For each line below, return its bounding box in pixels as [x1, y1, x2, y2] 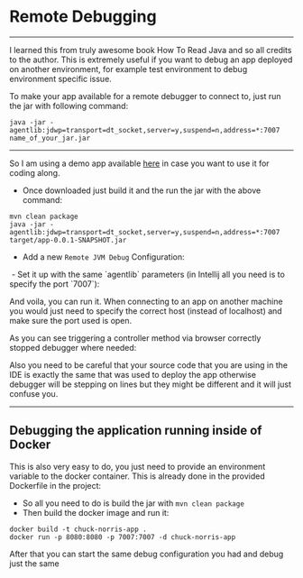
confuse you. [9, 388, 59, 399]
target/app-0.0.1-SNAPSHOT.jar [9, 235, 127, 244]
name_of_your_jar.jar [9, 133, 91, 142]
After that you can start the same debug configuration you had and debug [9, 548, 284, 559]
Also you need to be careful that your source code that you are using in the [9, 359, 289, 371]
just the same [9, 557, 60, 569]
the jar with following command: [9, 100, 129, 111]
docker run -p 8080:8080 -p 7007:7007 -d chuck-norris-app [9, 532, 236, 542]
